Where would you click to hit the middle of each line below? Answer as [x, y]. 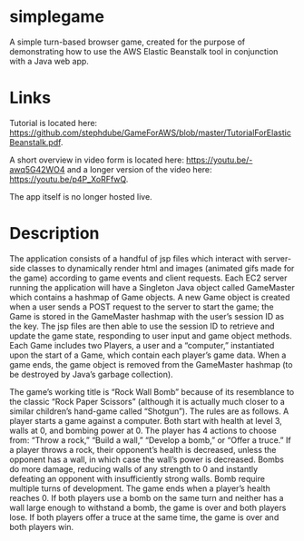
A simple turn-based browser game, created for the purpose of [127, 42]
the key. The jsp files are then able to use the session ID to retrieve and [142, 326]
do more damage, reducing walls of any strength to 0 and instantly [134, 468]
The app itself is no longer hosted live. [81, 196]
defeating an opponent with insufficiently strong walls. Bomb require [137, 478]
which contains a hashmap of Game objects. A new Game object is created [150, 297]
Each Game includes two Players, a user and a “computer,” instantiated [142, 345]
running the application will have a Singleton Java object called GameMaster [152, 287]
